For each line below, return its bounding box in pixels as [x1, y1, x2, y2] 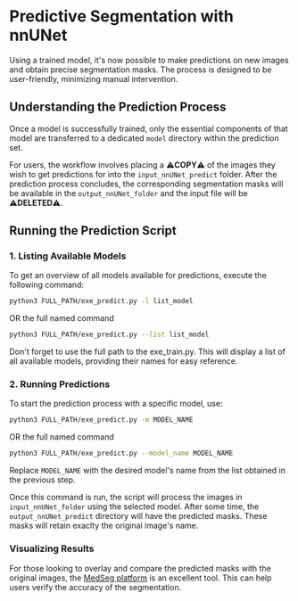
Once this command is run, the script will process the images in [9, 492, 243, 503]
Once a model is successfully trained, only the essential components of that [9, 123, 288, 134]
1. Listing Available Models [9, 250, 127, 262]
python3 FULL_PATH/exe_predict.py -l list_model [9, 297, 194, 306]
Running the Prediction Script [9, 223, 177, 238]
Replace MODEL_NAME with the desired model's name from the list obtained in [9, 465, 286, 476]
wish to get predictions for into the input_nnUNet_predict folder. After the [9, 169, 277, 179]
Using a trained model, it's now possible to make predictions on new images [9, 54, 289, 65]
